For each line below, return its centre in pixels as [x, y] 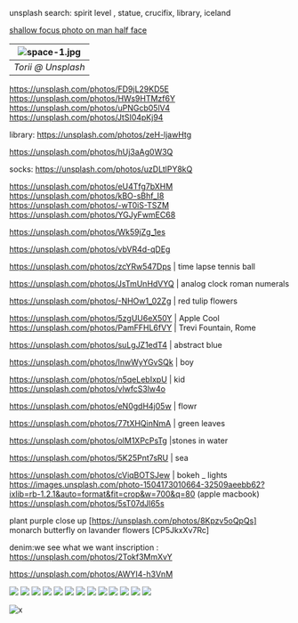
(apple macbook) [228, 494]
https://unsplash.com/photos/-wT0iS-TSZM [89, 205]
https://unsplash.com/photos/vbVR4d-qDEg [90, 249]
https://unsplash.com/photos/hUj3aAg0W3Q [91, 152]
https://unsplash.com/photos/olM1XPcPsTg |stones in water [119, 441]
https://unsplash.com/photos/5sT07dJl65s [87, 503]
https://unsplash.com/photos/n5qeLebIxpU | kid [97, 379]
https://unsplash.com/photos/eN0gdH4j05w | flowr [103, 406]
